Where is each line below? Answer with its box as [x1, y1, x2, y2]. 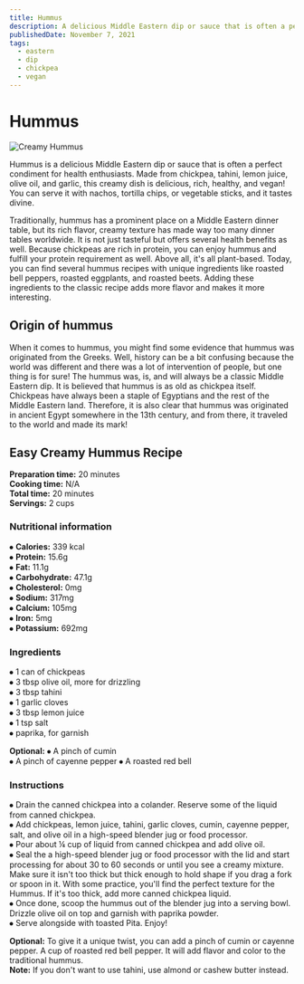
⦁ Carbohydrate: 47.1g [9, 571, 93, 582]
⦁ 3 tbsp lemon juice [9, 707, 85, 718]
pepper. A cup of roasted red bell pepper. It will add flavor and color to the [9, 945, 287, 956]
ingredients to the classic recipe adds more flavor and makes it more [9, 282, 265, 292]
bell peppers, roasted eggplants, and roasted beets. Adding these [9, 272, 255, 283]
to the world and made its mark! [9, 418, 128, 430]
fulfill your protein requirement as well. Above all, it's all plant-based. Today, [9, 253, 292, 263]
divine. [9, 196, 34, 208]
